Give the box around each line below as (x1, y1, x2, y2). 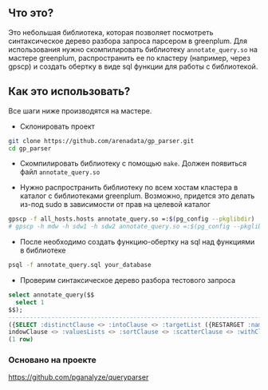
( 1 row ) (8, 336, 34, 344)
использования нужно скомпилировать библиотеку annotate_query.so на (8, 44, 258, 54)
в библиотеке (19, 245, 66, 255)
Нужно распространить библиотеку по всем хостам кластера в (19, 183, 238, 193)
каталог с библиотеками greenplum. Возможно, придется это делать (19, 191, 255, 201)
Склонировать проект (19, 121, 96, 131)
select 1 (15, 298, 45, 306)
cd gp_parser (8, 144, 52, 153)
